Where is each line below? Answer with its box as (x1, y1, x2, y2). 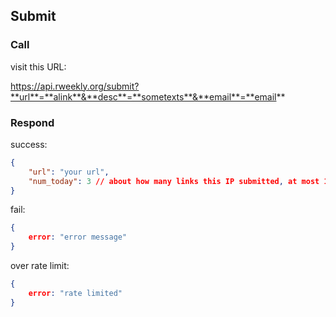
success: (10, 138, 48, 150)
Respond (10, 115, 55, 129)
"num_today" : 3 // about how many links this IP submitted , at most (28, 176, 320, 186)
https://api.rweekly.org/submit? (10, 80, 140, 92)
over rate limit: (10, 260, 70, 272)
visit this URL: (10, 60, 67, 73)
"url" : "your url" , (28, 167, 110, 177)
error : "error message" (28, 232, 128, 243)
